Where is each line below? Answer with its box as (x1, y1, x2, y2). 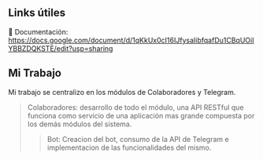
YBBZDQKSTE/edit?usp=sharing (8, 43, 113, 53)
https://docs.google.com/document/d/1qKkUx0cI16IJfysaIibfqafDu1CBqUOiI (8, 35, 254, 45)
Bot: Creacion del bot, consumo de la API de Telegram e (46, 134, 230, 144)
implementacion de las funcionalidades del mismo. (46, 143, 212, 152)
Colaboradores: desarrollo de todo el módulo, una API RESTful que (27, 102, 244, 112)
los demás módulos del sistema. (27, 119, 132, 129)
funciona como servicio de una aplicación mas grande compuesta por (27, 111, 255, 120)
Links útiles (8, 6, 65, 20)
